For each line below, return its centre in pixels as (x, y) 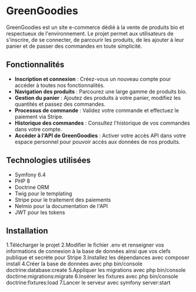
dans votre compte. (38, 129)
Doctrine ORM (32, 187)
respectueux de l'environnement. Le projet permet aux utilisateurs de (90, 33)
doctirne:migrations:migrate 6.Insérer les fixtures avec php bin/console (92, 277)
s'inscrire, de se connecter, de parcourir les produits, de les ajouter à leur (95, 40)
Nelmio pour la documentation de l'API (61, 206)
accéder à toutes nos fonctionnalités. (59, 85)
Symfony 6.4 (30, 174)
